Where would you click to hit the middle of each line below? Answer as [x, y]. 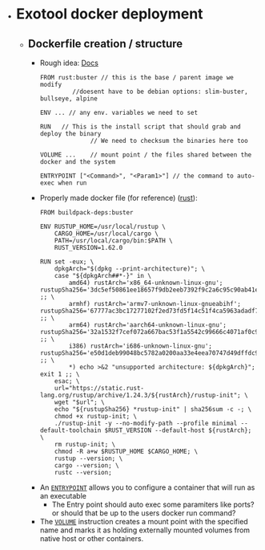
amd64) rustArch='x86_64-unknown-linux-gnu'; [146, 283]
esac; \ [67, 381]
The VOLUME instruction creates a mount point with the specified [144, 521]
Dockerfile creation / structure [105, 44]
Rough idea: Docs [69, 63]
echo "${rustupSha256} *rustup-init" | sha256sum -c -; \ [153, 409]
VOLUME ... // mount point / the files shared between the [146, 155]
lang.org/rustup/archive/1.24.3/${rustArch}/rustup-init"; [141, 395]
